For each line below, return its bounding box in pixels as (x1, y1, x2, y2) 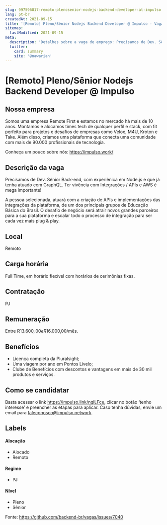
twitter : (9, 44, 28, 49)
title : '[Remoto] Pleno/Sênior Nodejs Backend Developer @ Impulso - (5, 21, 153, 26)
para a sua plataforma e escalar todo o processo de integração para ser (5, 213, 153, 219)
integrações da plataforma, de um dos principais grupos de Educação (5, 202, 148, 208)
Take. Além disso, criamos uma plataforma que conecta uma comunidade (5, 134, 156, 140)
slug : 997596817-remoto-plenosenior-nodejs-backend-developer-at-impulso (5, 7, 162, 12)
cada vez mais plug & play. (5, 218, 60, 224)
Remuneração (5, 315, 50, 323)
